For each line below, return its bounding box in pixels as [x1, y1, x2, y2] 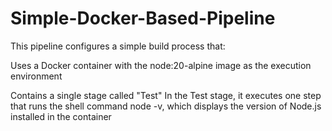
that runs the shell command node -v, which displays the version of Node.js [10, 100, 322, 112]
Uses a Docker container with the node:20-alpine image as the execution [10, 59, 312, 71]
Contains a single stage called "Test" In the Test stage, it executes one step [10, 89, 322, 101]
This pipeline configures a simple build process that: [10, 40, 226, 52]
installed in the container [10, 110, 112, 122]
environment [10, 70, 63, 82]
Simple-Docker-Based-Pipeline [10, 7, 276, 30]
